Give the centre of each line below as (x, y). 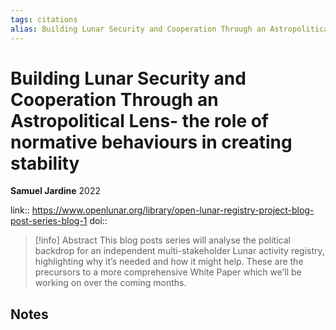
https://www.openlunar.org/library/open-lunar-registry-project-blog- (173, 210)
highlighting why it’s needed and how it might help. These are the (169, 262)
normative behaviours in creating (151, 142)
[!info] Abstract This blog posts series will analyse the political (162, 240)
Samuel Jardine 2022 (55, 191)
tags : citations (44, 19)
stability (45, 163)
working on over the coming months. (110, 283)
